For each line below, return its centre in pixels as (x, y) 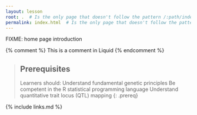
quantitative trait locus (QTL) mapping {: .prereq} (79, 96)
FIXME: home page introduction (44, 39)
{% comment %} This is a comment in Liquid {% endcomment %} (85, 50)
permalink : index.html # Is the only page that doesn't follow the (91, 22)
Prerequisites (45, 69)
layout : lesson (24, 11)
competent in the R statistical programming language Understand (99, 89)
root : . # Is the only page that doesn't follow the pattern (83, 17)
